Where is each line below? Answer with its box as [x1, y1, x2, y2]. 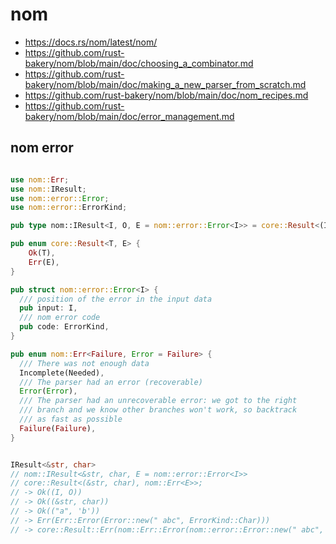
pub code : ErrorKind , [19, 322, 110, 332]
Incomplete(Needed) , [19, 368, 105, 378]
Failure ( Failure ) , [19, 423, 97, 433]
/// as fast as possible [19, 414, 123, 424]
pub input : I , [19, 303, 78, 313]
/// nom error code [19, 313, 101, 323]
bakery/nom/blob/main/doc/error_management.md [24, 110, 235, 122]
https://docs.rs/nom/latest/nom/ [24, 36, 158, 48]
